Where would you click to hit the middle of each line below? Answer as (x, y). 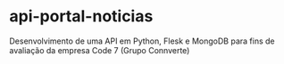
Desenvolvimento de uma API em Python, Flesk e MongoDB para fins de (142, 41)
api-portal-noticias (81, 16)
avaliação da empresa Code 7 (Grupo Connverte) (100, 50)
